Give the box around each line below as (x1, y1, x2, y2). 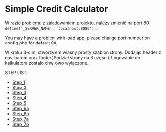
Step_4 (12, 95, 27, 101)
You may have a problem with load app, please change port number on (5, 35, 150, 41)
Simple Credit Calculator (5, 3, 108, 15)
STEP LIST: (5, 69, 28, 75)
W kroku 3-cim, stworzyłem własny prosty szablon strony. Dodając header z (5, 49, 161, 55)
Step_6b (12, 110, 29, 117)
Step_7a (12, 116, 29, 122)
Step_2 (12, 84, 27, 90)
